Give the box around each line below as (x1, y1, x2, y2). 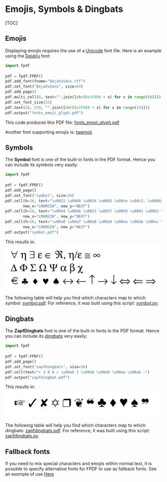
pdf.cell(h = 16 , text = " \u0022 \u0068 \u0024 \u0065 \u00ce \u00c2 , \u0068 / (5, 198, 164, 203)
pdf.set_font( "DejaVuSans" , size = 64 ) (5, 84, 83, 89)
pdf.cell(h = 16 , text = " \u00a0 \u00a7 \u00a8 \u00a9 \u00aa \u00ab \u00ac (5, 219, 159, 224)
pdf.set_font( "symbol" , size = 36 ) (5, 193, 75, 198)
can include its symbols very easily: (5, 162, 78, 168)
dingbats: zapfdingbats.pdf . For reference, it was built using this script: (5, 428, 150, 434)
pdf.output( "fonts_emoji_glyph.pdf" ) (5, 110, 83, 115)
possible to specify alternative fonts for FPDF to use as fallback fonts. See (5, 466, 157, 472)
